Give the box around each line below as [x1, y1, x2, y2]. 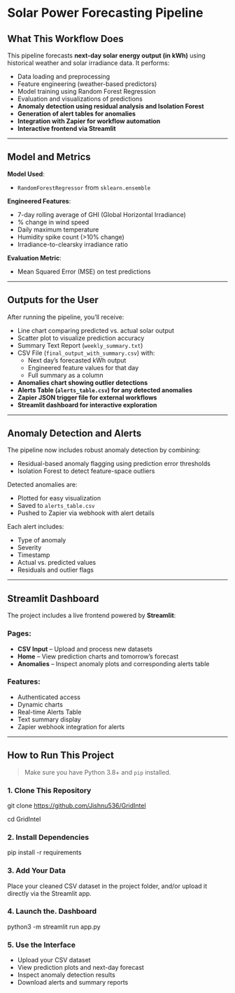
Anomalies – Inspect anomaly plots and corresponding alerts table [17, 659, 210, 668]
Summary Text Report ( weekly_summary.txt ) [17, 341, 143, 349]
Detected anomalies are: [7, 481, 78, 489]
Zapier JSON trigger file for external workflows [17, 393, 157, 402]
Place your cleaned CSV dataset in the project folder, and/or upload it [7, 882, 208, 890]
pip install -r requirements [7, 848, 82, 857]
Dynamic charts [17, 700, 63, 708]
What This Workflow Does [7, 33, 124, 45]
